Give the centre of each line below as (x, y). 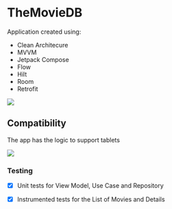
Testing (20, 170)
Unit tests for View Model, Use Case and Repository (90, 186)
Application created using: (44, 32)
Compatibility (37, 123)
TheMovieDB (45, 13)
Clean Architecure (42, 45)
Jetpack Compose (43, 59)
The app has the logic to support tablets (63, 140)
